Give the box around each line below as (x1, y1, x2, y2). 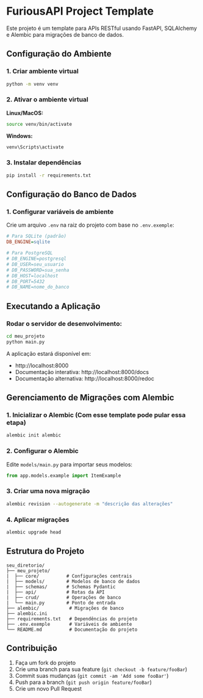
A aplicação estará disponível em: (6, 350, 91, 357)
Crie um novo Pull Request (15, 685, 82, 692)
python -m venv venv (6, 81, 59, 87)
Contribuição (6, 643, 58, 653)
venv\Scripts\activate (6, 144, 64, 150)
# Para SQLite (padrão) (6, 233, 67, 240)
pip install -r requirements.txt (6, 172, 91, 178)
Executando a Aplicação (6, 301, 101, 311)
